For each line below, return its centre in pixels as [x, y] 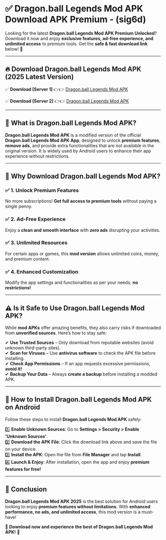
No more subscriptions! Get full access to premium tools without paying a [81, 201]
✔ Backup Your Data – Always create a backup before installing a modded [81, 374]
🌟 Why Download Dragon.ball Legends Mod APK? [83, 176]
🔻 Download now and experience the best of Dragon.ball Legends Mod [79, 527]
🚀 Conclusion [26, 489]
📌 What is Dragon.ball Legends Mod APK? [71, 123]
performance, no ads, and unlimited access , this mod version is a [73, 512]
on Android [23, 407]
